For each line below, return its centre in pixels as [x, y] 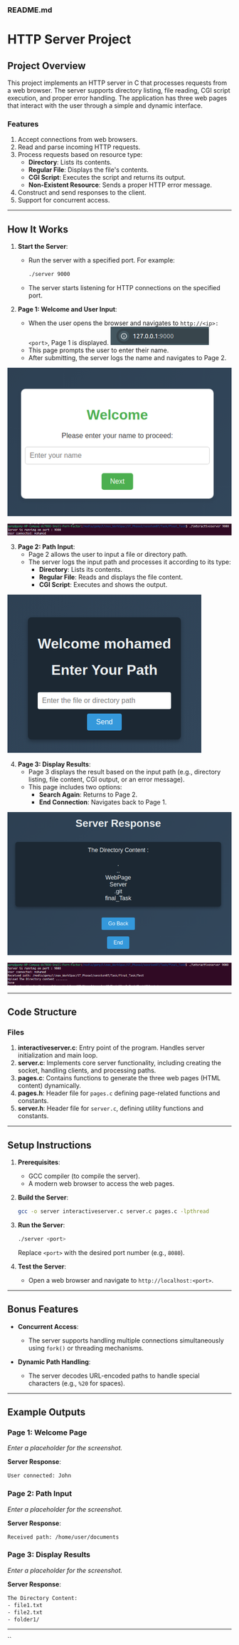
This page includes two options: [75, 786]
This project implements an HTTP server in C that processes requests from [117, 83]
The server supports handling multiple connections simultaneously [126, 1340]
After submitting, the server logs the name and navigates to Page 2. [127, 357]
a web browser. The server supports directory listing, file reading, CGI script [119, 90]
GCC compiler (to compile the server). [84, 1176]
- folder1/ [23, 1619]
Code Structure [42, 1011]
